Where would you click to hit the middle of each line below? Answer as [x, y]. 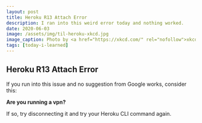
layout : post [23, 12]
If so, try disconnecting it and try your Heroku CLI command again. [89, 113]
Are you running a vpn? [36, 102]
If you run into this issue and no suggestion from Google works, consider [96, 84]
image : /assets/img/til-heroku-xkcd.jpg [58, 34]
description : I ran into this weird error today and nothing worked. [95, 23]
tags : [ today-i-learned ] [37, 46]
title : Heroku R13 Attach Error [47, 17]
